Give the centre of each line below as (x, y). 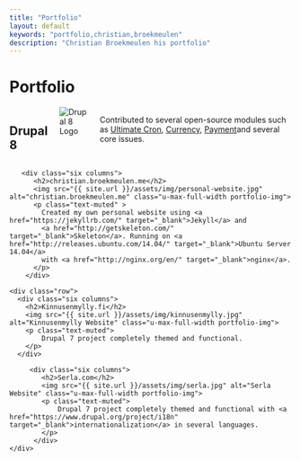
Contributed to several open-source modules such (193, 120)
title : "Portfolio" (46, 18)
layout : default (40, 26)
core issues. (122, 139)
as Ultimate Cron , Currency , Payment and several (190, 129)
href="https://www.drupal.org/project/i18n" (94, 417)
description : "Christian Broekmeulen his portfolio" (110, 43)
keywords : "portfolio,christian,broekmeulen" (96, 34)
